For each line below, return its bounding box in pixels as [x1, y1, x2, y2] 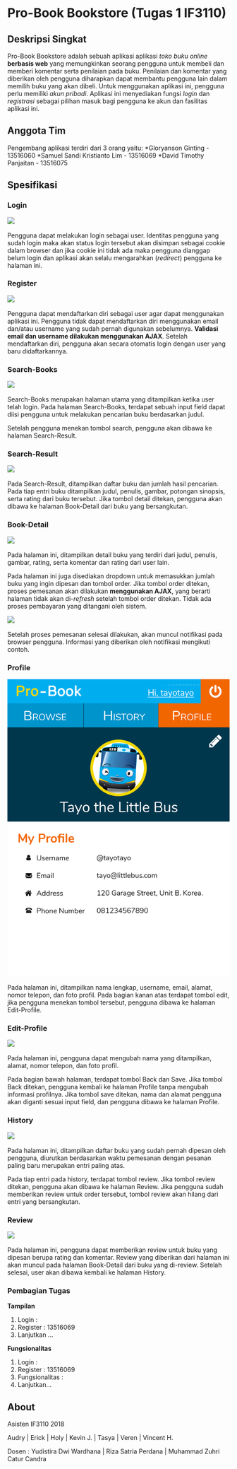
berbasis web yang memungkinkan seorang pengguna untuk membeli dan [7, 59, 224, 68]
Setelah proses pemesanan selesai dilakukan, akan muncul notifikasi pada [7, 630, 224, 638]
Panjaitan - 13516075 [7, 158, 68, 167]
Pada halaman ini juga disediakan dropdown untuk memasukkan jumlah [7, 571, 215, 580]
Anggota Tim [7, 125, 66, 137]
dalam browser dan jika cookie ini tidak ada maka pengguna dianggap [7, 246, 210, 254]
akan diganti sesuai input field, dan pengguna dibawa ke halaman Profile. [7, 1098, 220, 1106]
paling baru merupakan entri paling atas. [7, 1161, 126, 1169]
